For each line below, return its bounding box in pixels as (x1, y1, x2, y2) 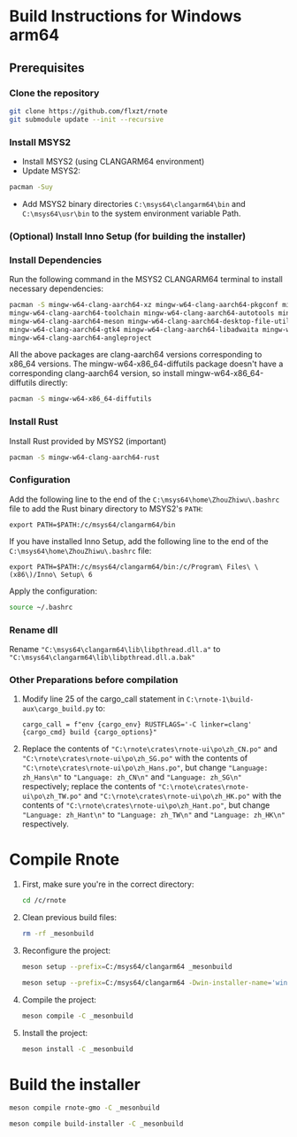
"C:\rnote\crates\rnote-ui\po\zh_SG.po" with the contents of (21, 753, 248, 764)
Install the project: (21, 1027, 88, 1038)
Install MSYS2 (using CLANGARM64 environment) (21, 156, 205, 166)
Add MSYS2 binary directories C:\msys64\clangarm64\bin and (21, 198, 246, 209)
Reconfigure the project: (21, 945, 111, 956)
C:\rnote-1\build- (186, 695, 255, 704)
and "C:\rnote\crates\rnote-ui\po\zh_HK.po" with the (83, 790, 282, 802)
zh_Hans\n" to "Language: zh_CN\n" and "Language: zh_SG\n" (21, 772, 242, 782)
